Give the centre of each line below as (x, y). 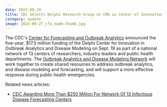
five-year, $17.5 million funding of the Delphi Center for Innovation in (75, 43)
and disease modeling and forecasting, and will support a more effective (79, 70)
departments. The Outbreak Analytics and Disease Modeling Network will (80, 59)
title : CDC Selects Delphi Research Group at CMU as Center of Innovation (84, 14)
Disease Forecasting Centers (42, 100)
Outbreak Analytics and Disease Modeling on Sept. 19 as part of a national (81, 48)
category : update (23, 19)
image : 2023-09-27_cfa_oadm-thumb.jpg (45, 24)
